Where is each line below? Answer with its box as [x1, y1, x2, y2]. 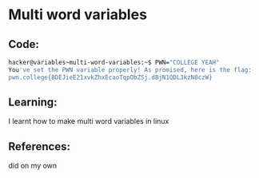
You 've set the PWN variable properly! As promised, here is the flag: [8, 65, 252, 73]
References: [8, 140, 70, 153]
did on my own [8, 161, 58, 171]
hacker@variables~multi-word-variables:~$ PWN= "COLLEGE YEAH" [8, 58, 220, 66]
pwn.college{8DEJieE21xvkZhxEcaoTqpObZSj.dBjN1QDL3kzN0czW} [8, 73, 213, 81]
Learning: [8, 96, 58, 109]
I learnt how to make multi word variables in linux [8, 117, 169, 126]
